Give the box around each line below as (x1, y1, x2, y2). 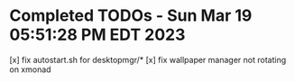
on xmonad (9, 64, 51, 75)
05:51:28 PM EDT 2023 (9, 24, 186, 45)
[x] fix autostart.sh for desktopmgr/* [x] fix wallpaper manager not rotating (9, 54, 287, 65)
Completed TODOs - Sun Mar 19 (9, 5, 253, 26)
